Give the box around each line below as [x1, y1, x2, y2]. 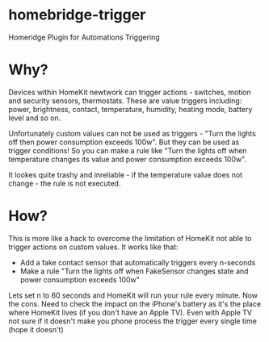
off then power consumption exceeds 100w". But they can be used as [8, 137, 240, 147]
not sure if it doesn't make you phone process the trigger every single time [8, 316, 257, 326]
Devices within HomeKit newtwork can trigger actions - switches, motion [8, 87, 252, 97]
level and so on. [8, 113, 61, 123]
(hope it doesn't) [8, 324, 65, 334]
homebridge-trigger [8, 6, 146, 24]
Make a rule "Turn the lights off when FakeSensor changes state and [19, 266, 249, 276]
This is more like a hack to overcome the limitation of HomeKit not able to [8, 233, 252, 243]
